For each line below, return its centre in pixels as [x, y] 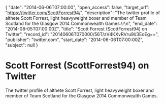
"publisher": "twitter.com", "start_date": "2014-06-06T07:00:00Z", [74, 40]
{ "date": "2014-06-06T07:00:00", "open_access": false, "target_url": [77, 7]
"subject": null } [22, 45]
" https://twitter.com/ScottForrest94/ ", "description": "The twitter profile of [82, 13]
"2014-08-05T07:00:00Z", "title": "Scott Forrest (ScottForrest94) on [76, 29]
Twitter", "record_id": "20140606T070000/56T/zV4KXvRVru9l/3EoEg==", [82, 34]
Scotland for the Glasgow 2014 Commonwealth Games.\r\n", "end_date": [81, 23]
